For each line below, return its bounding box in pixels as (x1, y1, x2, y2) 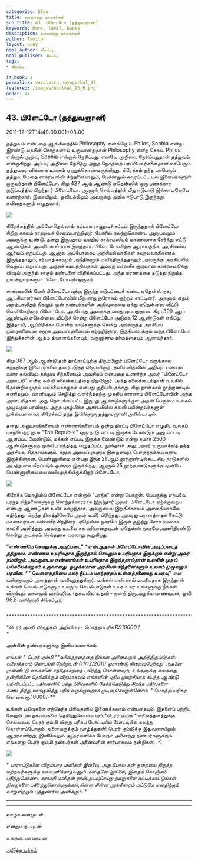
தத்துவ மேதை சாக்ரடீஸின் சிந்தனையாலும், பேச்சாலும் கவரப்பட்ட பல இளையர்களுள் (6, 173, 192, 180)
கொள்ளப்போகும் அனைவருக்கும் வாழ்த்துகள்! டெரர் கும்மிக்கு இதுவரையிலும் (6, 725, 176, 732)
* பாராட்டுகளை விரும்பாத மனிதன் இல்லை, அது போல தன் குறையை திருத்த (6, 761, 173, 768)
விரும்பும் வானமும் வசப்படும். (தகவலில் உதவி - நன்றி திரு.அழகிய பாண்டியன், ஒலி (6, 589, 192, 597)
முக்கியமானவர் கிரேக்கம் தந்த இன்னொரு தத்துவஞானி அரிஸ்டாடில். (6, 410, 157, 417)
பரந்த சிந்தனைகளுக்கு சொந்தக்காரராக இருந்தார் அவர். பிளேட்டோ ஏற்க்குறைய (6, 497, 182, 505)
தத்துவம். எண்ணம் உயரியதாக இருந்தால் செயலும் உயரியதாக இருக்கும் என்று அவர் (6, 549, 190, 557)
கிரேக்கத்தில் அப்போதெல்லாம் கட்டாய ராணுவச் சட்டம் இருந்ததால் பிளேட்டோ (6, 222, 180, 229)
